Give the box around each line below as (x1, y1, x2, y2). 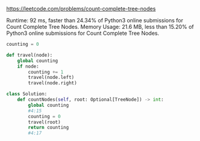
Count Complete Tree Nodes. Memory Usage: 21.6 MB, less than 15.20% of (6, 23, 194, 30)
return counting (28, 125, 69, 131)
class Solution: (6, 91, 47, 97)
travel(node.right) (28, 80, 78, 86)
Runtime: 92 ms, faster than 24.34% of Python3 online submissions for (6, 17, 184, 23)
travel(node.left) (28, 75, 75, 81)
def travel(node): (6, 52, 53, 58)
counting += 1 (28, 69, 64, 75)
